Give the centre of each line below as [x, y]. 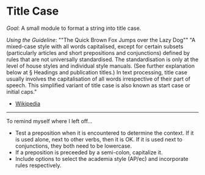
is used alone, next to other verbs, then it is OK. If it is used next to [99, 139]
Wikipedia [28, 103]
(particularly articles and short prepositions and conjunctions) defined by [98, 52]
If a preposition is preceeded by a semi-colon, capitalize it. [89, 152]
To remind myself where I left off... [49, 121]
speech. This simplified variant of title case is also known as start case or [99, 85]
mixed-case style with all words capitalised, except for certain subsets [95, 46]
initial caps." [22, 91]
